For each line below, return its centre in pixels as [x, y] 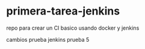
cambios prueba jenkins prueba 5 [48, 39]
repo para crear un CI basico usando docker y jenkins [73, 28]
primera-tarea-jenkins [63, 11]
